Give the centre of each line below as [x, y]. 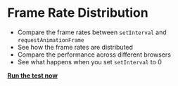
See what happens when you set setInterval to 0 [89, 62]
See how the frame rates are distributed [75, 47]
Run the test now [33, 76]
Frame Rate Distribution [78, 13]
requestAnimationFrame [51, 40]
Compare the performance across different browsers [94, 55]
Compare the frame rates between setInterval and [92, 32]
